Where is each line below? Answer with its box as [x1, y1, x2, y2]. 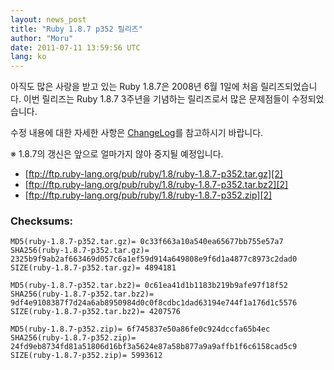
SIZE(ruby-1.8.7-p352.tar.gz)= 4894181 [10, 263, 177, 273]
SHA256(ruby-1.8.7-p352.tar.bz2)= [10, 289, 155, 300]
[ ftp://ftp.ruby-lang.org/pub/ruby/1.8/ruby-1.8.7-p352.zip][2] [24, 189, 273, 201]
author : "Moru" [10, 33, 74, 43]
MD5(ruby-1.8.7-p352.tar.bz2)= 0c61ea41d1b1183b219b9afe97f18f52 [10, 281, 288, 291]
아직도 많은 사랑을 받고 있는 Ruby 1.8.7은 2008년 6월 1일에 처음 [10, 81, 259, 93]
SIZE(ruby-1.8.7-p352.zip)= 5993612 [10, 351, 163, 361]
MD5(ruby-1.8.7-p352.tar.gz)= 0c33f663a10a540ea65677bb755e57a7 [10, 237, 284, 247]
